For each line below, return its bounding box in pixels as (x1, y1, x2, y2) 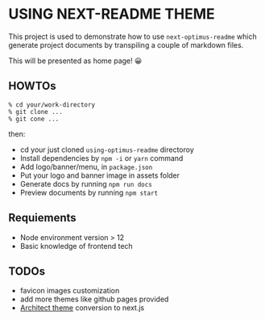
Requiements (8, 211, 77, 225)
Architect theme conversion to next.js (19, 303, 145, 313)
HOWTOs (8, 79, 56, 93)
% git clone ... (8, 107, 63, 116)
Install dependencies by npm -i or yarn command (19, 153, 184, 162)
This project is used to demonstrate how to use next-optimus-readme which (8, 32, 257, 41)
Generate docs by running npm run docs (19, 179, 153, 188)
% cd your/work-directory (8, 100, 95, 109)
